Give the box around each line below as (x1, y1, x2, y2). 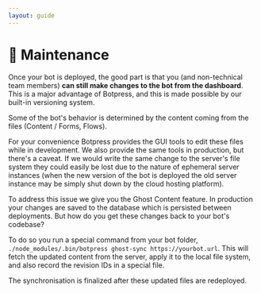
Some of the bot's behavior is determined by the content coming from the (8, 113, 249, 122)
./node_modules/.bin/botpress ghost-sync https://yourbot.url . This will (8, 243, 249, 253)
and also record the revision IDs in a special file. (8, 260, 165, 270)
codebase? (8, 219, 45, 229)
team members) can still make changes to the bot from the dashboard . (8, 80, 244, 90)
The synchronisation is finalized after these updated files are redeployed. (8, 276, 248, 285)
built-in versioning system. (8, 97, 95, 107)
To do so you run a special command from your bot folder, (8, 235, 198, 245)
